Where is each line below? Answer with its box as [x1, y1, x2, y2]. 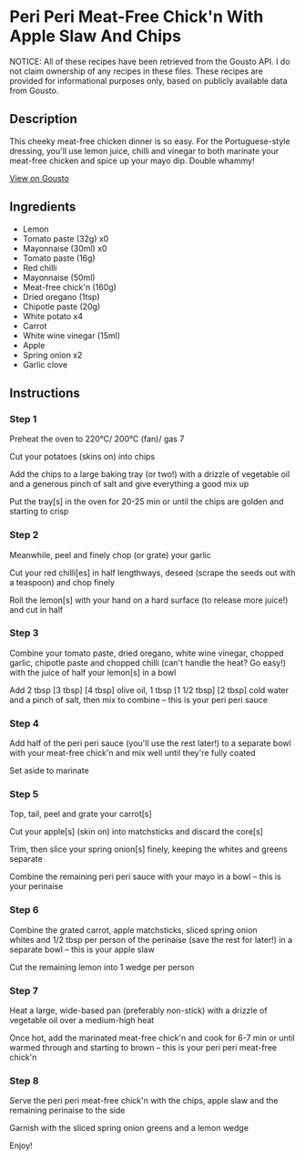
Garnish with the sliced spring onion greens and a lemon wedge [9, 1123, 249, 1134]
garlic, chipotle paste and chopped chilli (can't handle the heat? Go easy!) [9, 657, 287, 668]
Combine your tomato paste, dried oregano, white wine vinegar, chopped [9, 647, 284, 658]
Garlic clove [22, 358, 68, 370]
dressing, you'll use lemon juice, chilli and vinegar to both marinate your [9, 145, 280, 156]
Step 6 [9, 904, 39, 917]
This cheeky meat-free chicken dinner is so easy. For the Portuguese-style [9, 135, 290, 147]
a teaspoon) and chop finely [9, 576, 116, 587]
